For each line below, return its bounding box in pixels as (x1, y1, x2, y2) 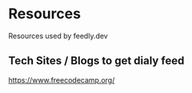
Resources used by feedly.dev (8, 31, 108, 41)
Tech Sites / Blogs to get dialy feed (8, 54, 185, 68)
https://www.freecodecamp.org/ (8, 75, 115, 84)
